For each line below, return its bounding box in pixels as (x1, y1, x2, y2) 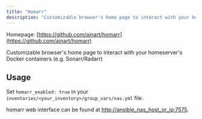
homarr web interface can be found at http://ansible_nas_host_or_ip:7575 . (6, 106, 189, 114)
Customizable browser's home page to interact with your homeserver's (6, 48, 183, 56)
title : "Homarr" (6, 8, 47, 15)
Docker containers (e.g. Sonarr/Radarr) (6, 55, 103, 62)
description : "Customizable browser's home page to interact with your (6, 14, 189, 20)
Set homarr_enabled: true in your (6, 88, 88, 96)
